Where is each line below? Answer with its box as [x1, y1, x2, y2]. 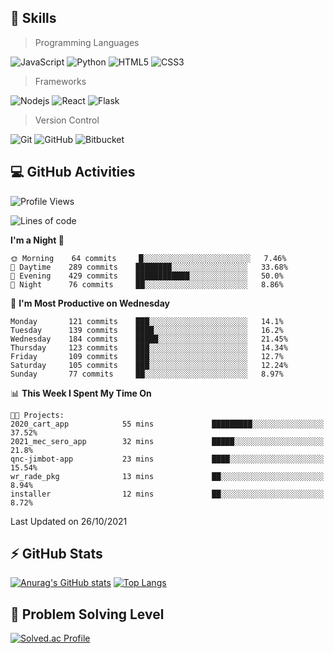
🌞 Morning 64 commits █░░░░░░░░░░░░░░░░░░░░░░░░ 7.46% [10, 253, 287, 263]
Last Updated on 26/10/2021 [10, 515, 128, 527]
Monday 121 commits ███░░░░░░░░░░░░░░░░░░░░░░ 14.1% [10, 316, 284, 326]
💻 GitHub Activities [10, 164, 136, 181]
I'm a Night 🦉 [10, 234, 65, 246]
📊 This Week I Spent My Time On [10, 387, 152, 399]
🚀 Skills [10, 10, 57, 27]
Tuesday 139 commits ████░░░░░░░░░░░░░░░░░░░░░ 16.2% [10, 325, 284, 335]
